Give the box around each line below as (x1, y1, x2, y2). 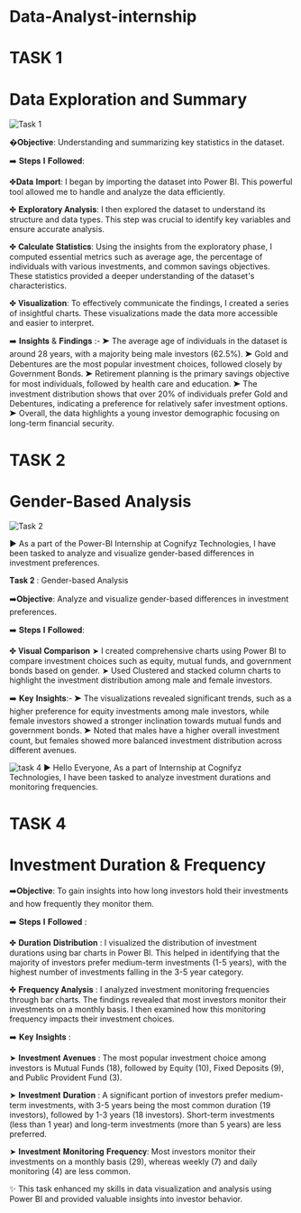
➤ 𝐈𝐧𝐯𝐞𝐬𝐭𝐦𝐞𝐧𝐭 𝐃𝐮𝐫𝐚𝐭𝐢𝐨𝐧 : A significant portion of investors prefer (9, 1089, 249, 1100)
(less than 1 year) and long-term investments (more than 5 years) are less (9, 1118, 282, 1130)
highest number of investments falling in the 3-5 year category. (9, 966, 244, 977)
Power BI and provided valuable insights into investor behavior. (9, 1193, 243, 1204)
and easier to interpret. (9, 318, 95, 329)
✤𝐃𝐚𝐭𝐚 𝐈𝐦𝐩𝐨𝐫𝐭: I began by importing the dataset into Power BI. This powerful (9, 176, 293, 187)
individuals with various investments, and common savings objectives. (9, 261, 270, 272)
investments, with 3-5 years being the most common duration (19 (28, 1099, 271, 1110)
